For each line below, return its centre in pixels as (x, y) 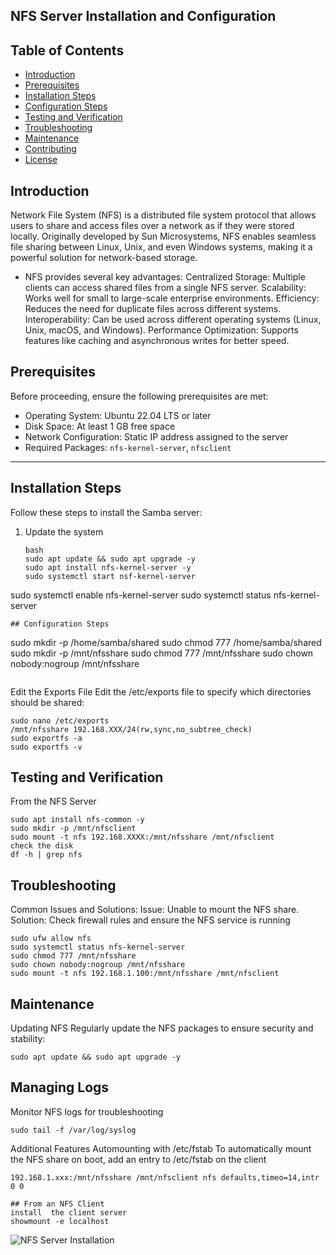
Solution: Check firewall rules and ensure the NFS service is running (150, 920)
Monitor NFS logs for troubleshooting (87, 1111)
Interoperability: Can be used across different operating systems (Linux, (173, 320)
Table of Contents (67, 50)
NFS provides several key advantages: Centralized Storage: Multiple (165, 277)
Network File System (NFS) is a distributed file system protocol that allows (163, 215)
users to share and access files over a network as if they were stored (152, 226)
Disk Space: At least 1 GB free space (100, 426)
